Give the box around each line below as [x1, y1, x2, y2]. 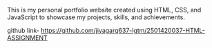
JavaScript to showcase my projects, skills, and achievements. [7, 13, 185, 21]
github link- [7, 27, 40, 34]
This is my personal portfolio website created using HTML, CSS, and [7, 6, 202, 14]
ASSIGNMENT [7, 34, 48, 42]
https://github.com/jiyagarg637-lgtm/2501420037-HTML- [41, 27, 206, 34]
